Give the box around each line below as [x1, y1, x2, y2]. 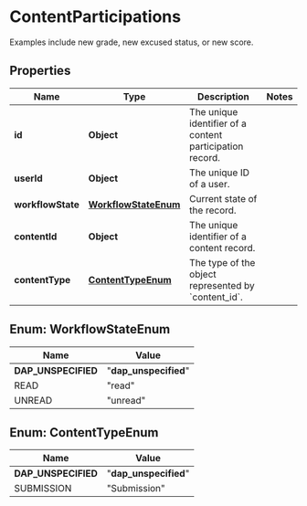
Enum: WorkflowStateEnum [9, 322, 171, 337]
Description [197, 90, 249, 102]
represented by [188, 279, 255, 291]
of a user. [188, 177, 230, 190]
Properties [9, 63, 71, 79]
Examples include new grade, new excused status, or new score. [9, 37, 254, 47]
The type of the [188, 256, 256, 269]
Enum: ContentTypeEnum [9, 425, 159, 440]
